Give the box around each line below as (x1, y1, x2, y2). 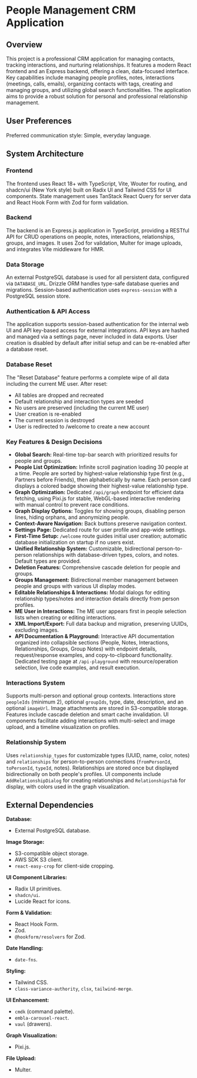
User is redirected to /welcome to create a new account (14, 423, 150, 430)
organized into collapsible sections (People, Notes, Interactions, (14, 639, 169, 646)
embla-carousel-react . (14, 1014, 69, 1021)
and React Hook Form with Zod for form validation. (6, 199, 129, 206)
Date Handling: (6, 945, 44, 952)
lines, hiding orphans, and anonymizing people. (14, 514, 129, 521)
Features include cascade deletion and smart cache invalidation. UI (6, 711, 169, 718)
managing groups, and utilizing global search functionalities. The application (6, 87, 191, 93)
